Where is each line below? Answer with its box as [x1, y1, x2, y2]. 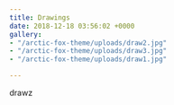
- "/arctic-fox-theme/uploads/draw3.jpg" [9, 47, 168, 56]
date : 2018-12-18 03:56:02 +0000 [9, 22, 135, 31]
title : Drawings [9, 13, 70, 22]
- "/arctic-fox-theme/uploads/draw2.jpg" [9, 38, 168, 48]
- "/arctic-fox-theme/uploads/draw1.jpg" [9, 55, 168, 64]
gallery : [9, 30, 42, 39]
